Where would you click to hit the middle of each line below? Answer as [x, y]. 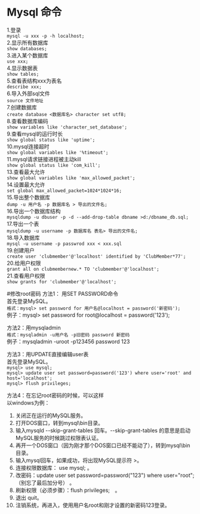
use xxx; [18, 61]
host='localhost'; [30, 378]
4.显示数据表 [22, 68]
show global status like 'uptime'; [51, 140]
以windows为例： [28, 403]
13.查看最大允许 [26, 172]
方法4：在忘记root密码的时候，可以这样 [55, 395]
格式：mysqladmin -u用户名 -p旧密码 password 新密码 [68, 335]
